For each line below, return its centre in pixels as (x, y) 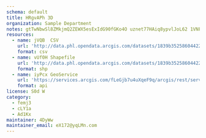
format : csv (32, 52)
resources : (20, 35)
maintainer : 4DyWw (30, 120)
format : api (32, 86)
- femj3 (22, 103)
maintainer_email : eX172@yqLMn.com (52, 126)
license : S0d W (26, 92)
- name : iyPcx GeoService (45, 74)
